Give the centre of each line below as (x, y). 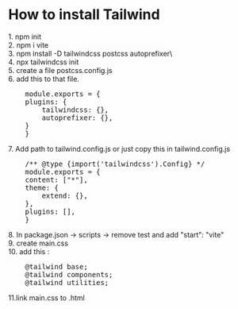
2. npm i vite (29, 44)
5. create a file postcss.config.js (60, 70)
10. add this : (29, 251)
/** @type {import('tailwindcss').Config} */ (115, 164)
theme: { (42, 187)
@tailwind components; (69, 274)
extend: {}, (65, 195)
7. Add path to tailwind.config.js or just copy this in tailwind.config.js (119, 149)
